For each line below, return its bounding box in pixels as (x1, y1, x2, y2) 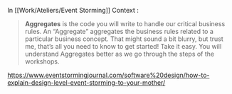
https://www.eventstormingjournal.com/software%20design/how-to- (7, 71, 210, 79)
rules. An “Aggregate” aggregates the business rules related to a (24, 28, 213, 35)
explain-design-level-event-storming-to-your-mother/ (7, 78, 166, 87)
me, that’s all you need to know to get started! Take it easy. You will (24, 42, 222, 50)
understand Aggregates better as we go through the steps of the (24, 49, 215, 58)
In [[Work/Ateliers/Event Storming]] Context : (7, 6, 139, 14)
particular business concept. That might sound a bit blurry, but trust (24, 35, 224, 43)
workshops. (24, 57, 60, 66)
